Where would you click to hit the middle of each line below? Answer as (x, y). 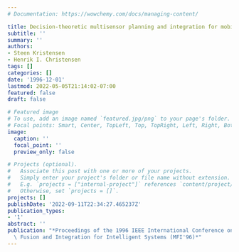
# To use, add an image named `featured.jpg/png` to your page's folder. (119, 119)
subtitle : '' (27, 33)
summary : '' (25, 40)
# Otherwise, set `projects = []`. (63, 191)
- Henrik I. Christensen (44, 60)
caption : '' (32, 138)
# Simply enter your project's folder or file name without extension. (119, 178)
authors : (20, 47)
